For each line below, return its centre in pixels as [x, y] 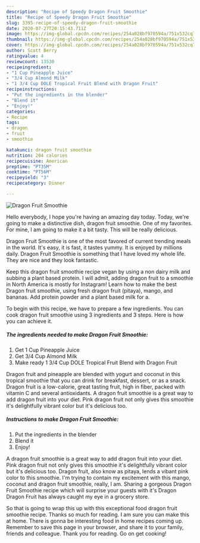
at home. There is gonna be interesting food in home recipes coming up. [95, 521]
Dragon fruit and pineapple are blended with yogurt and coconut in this [93, 374]
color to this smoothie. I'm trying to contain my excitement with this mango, [99, 477]
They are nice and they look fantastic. [52, 260]
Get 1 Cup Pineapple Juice [47, 350]
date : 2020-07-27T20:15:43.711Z [46, 28]
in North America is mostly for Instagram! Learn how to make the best [92, 284]
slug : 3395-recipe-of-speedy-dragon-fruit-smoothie [71, 23]
